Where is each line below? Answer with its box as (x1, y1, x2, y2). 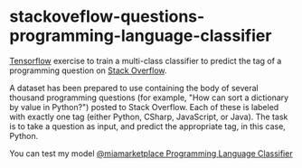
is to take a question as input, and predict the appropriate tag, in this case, (9, 120, 287, 132)
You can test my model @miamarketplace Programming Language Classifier (9, 147, 293, 159)
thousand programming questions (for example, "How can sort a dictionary (9, 92, 289, 103)
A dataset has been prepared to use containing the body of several (9, 82, 260, 93)
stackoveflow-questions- (9, 6, 205, 27)
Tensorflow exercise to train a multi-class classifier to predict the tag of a (9, 55, 282, 66)
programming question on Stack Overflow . (9, 65, 167, 76)
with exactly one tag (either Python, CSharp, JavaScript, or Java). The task (9, 111, 288, 122)
